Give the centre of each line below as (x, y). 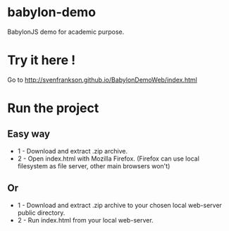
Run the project (53, 108)
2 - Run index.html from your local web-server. (85, 220)
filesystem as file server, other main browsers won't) (94, 166)
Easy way (29, 134)
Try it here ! (42, 60)
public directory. (41, 213)
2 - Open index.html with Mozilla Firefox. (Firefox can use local (108, 158)
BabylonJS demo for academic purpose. (66, 32)
